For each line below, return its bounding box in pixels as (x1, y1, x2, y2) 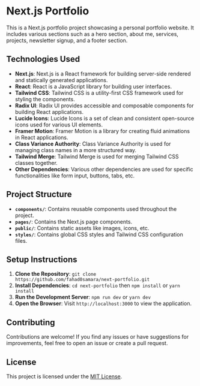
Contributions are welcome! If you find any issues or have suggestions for (6, 333, 189, 340)
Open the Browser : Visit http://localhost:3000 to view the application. (14, 300, 192, 307)
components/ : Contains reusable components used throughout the (14, 205, 177, 212)
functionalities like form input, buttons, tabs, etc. (14, 172, 135, 179)
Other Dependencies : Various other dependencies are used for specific (14, 165, 193, 173)
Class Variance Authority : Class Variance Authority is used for (14, 140, 171, 147)
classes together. (14, 159, 58, 166)
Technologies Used (6, 54, 80, 64)
